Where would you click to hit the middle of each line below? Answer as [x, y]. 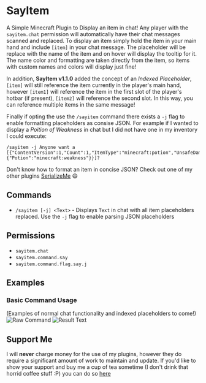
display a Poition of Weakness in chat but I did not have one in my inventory [102, 129]
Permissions [31, 236]
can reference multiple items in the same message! [71, 104]
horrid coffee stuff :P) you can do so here [59, 374]
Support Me [29, 339]
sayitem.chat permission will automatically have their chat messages [93, 34]
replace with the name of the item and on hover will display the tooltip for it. [102, 53]
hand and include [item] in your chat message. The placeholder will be [96, 47]
